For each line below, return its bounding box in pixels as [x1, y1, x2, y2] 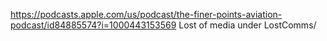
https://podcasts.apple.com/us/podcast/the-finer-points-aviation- [10, 9, 283, 20]
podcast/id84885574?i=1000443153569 [10, 19, 177, 31]
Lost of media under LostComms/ [178, 19, 317, 31]
